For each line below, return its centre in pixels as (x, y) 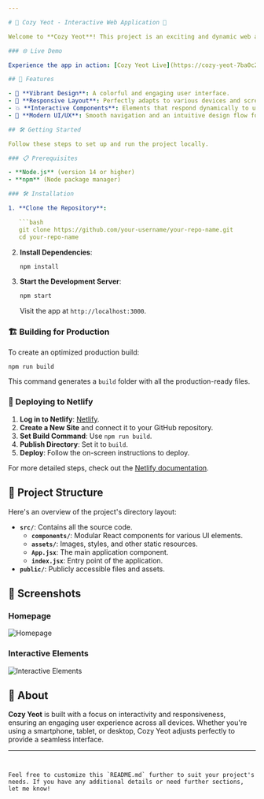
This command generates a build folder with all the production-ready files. (129, 381)
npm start (36, 296)
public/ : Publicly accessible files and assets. (92, 569)
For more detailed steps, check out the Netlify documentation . (109, 468)
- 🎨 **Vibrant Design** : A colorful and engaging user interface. (119, 94)
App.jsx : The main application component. (100, 552)
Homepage (29, 615)
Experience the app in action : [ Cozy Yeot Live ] (89, 65)
